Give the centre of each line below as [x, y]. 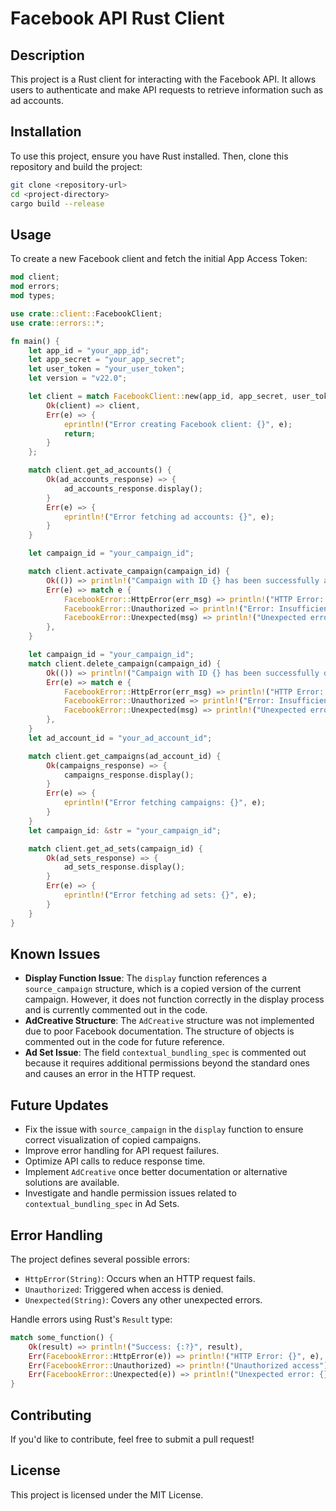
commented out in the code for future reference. [124, 1042]
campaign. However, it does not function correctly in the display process [174, 999]
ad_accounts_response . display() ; [133, 488]
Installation [46, 132]
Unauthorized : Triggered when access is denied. [124, 1289]
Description [47, 55]
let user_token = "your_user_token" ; [107, 369]
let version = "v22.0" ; [78, 378]
